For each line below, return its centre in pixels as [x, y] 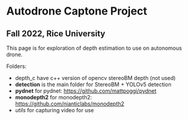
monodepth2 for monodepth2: [53, 97]
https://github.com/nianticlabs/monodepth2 [69, 104]
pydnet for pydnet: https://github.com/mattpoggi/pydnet [86, 91]
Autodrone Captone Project [77, 11]
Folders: [16, 66]
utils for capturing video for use [54, 110]
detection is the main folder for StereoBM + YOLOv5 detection [93, 84]
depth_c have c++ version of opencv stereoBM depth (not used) [95, 78]
